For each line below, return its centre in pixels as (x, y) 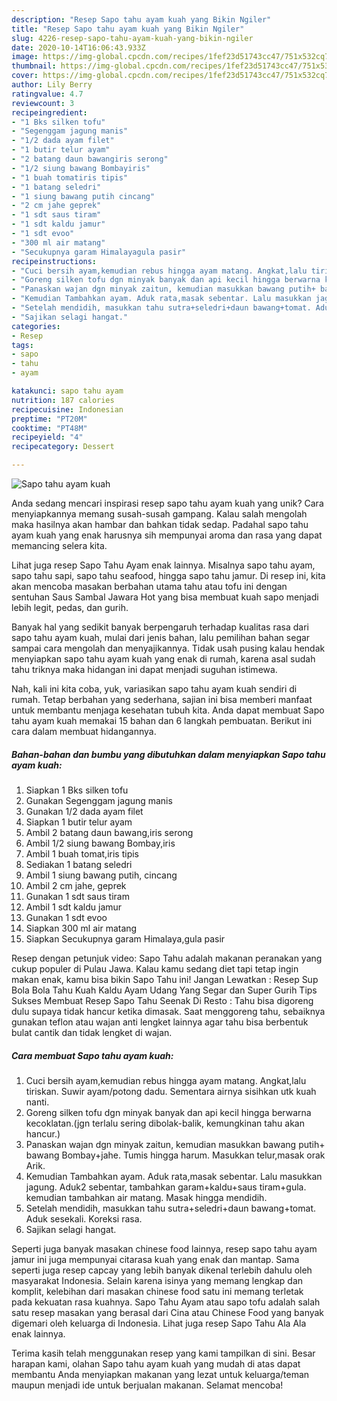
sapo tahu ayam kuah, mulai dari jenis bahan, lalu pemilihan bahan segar (161, 637)
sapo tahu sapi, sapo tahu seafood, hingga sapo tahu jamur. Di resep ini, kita (168, 575)
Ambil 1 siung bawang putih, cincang (101, 875)
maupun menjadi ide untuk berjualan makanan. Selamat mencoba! (147, 1385)
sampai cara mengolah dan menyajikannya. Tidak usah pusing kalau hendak (168, 648)
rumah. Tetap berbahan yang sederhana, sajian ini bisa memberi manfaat (162, 699)
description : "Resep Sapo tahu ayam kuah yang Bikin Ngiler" (141, 19)
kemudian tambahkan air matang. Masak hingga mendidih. (146, 1197)
